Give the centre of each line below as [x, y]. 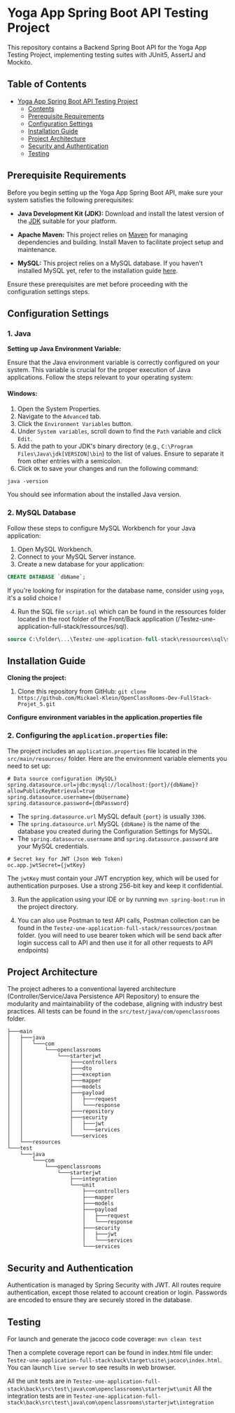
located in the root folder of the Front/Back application [95, 618]
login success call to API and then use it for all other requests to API [115, 943]
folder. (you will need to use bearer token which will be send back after [120, 935]
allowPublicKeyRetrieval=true [51, 791]
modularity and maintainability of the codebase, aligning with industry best [115, 1004]
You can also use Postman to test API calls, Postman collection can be [119, 920]
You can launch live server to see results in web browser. [92, 1367]
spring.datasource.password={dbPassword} [69, 803]
